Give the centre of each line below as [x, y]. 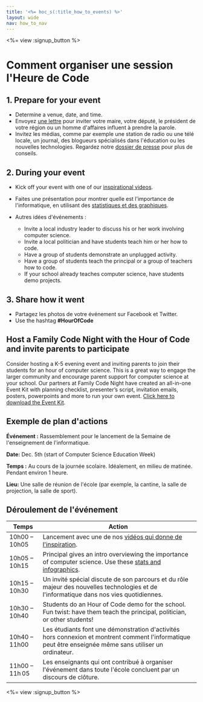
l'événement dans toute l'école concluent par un [111, 670]
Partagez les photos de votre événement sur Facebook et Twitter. [96, 314]
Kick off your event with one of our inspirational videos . [84, 187]
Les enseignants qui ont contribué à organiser [108, 662]
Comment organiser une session [90, 65]
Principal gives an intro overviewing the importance [115, 555]
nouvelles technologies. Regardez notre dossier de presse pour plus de [104, 147]
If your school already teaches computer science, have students [104, 274]
